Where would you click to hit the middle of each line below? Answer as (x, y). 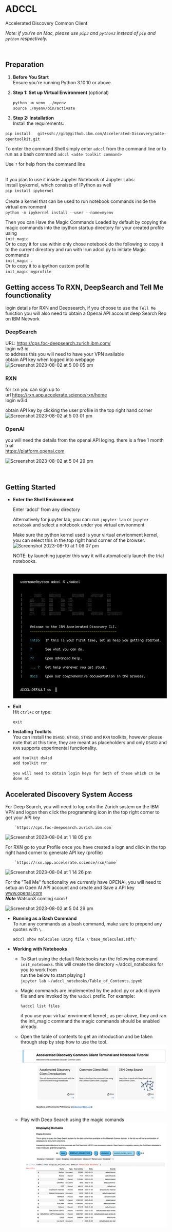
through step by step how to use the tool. (64, 1042)
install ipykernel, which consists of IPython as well (58, 185)
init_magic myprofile (28, 272)
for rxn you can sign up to (33, 390)
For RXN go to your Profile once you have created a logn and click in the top (86, 847)
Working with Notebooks (40, 949)
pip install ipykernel (30, 191)
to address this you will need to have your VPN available (65, 354)
